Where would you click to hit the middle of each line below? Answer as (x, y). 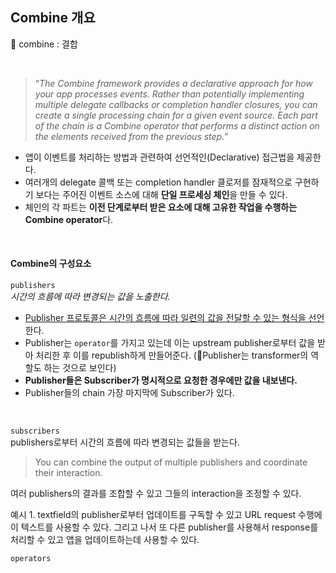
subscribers (35, 431)
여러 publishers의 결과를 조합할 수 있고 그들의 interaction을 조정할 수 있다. (156, 494)
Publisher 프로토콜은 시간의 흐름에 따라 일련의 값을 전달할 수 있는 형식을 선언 (174, 318)
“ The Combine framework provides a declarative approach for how (173, 83)
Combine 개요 (53, 18)
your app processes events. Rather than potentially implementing (169, 94)
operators (31, 559)
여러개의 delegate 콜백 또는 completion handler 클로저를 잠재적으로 (158, 182)
